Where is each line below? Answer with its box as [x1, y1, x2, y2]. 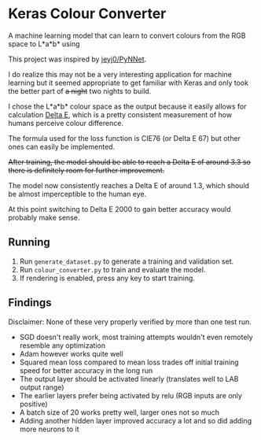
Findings [8, 296, 53, 309]
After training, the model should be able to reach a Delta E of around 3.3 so [8, 157, 252, 166]
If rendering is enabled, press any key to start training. [19, 273, 195, 283]
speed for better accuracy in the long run [19, 365, 153, 375]
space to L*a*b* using [8, 39, 80, 48]
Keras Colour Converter [8, 5, 167, 23]
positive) [19, 399, 49, 409]
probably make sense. [8, 213, 80, 222]
